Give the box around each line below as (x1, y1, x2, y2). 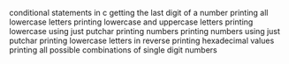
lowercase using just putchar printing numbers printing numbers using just (9, 26, 281, 36)
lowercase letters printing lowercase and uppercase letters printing (9, 17, 254, 27)
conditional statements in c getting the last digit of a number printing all (9, 8, 269, 18)
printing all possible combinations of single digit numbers (9, 45, 218, 55)
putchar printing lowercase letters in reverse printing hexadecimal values (9, 35, 275, 46)
